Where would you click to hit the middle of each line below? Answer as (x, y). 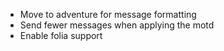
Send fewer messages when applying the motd (117, 25)
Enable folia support (61, 35)
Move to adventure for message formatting (108, 14)
